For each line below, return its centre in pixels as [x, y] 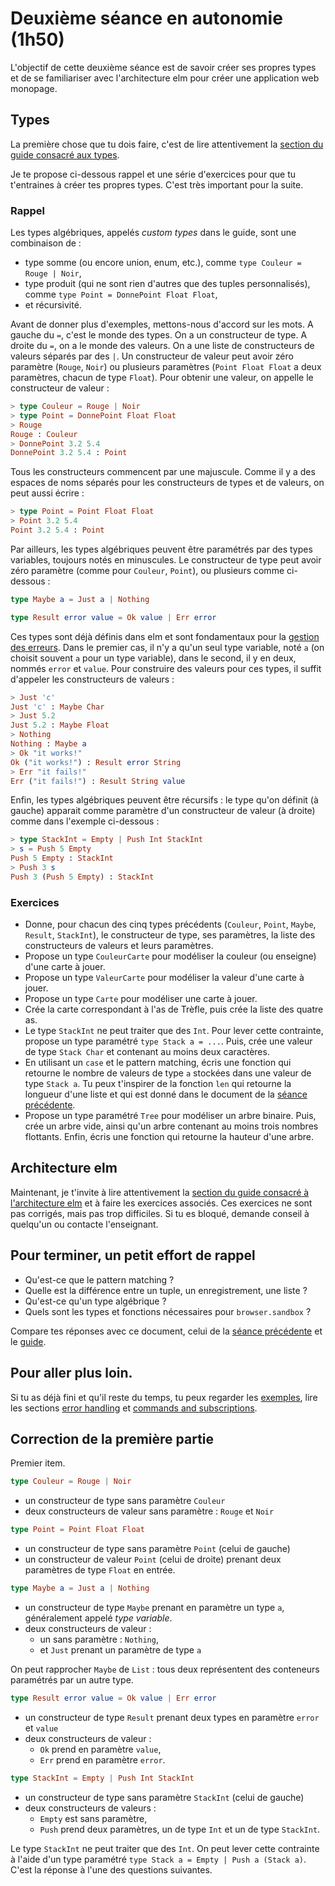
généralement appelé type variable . [98, 1618]
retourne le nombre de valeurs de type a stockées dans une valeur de [168, 1073]
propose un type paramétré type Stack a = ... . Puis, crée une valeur [168, 1041]
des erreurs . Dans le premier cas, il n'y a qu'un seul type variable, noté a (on [167, 647]
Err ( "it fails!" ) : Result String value [98, 781]
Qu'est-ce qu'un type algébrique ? [95, 1301]
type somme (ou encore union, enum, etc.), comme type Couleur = [163, 263]
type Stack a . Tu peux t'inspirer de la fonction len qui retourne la [158, 1084]
